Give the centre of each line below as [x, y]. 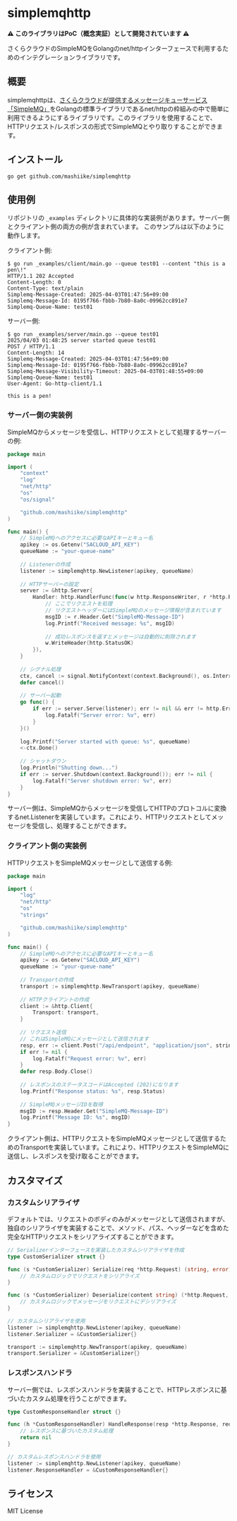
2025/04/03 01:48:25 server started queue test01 [82, 341]
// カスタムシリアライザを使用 [47, 1321]
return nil [36, 1438]
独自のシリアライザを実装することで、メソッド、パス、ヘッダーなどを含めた [118, 1228]
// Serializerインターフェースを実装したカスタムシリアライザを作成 [96, 1250]
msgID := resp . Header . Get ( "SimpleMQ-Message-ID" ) [95, 1111]
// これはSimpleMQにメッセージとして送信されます [85, 1038]
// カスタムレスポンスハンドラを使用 [54, 1457]
